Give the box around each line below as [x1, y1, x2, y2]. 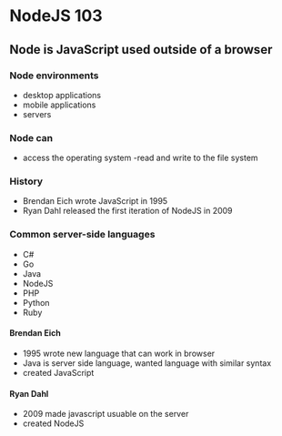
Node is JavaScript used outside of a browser [9, 42, 273, 57]
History [9, 175, 44, 188]
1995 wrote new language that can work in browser [22, 348, 216, 359]
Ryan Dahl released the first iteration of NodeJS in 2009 [22, 206, 234, 217]
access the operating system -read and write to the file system [22, 152, 258, 164]
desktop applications [22, 89, 102, 100]
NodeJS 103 [9, 5, 103, 26]
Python [22, 297, 50, 308]
